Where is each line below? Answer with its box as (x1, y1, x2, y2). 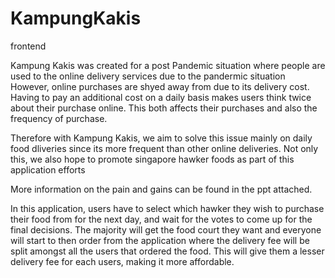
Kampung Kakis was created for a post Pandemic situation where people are (10, 59, 326, 71)
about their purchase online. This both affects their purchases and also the (10, 102, 318, 114)
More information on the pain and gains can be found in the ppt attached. (10, 183, 313, 195)
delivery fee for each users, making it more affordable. (10, 255, 235, 267)
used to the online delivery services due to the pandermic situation (10, 70, 286, 82)
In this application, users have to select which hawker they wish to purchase (10, 202, 325, 214)
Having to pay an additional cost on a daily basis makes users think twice (10, 91, 312, 103)
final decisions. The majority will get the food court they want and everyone (10, 223, 322, 236)
